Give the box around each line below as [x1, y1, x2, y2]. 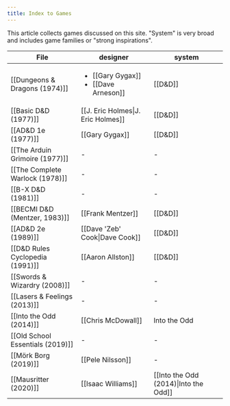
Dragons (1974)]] [10, 84, 68, 93]
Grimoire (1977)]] [10, 153, 69, 163]
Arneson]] [92, 88, 125, 97]
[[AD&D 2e [10, 224, 46, 233]
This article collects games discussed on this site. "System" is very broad [7, 29, 214, 37]
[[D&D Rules [10, 244, 50, 253]
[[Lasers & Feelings [10, 292, 73, 301]
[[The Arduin [10, 145, 52, 155]
